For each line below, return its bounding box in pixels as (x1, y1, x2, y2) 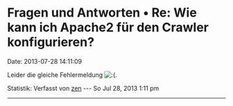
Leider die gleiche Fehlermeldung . (7, 71, 118, 79)
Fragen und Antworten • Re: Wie (7, 5, 198, 21)
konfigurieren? (7, 35, 95, 50)
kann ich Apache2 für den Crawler (7, 19, 209, 35)
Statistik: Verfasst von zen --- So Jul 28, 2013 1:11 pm (7, 84, 159, 92)
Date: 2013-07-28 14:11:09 (7, 57, 82, 65)
